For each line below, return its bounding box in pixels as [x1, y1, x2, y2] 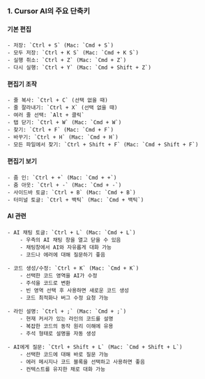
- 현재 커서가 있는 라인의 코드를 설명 [20, 315, 114, 322]
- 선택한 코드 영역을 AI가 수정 [20, 272, 98, 279]
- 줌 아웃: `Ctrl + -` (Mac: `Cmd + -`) [7, 181, 122, 189]
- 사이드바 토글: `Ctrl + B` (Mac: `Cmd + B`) [7, 189, 136, 196]
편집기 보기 [7, 157, 37, 165]
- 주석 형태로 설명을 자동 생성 [20, 330, 96, 337]
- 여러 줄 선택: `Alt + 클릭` [7, 111, 85, 119]
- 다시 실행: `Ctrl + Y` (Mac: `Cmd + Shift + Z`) [7, 64, 152, 71]
